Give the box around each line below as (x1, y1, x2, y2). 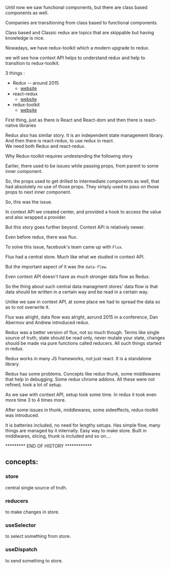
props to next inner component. (5, 189, 72, 195)
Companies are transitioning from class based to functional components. (5, 20, 158, 26)
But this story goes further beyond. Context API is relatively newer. (5, 224, 145, 230)
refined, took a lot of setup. (5, 382, 63, 387)
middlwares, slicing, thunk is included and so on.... (5, 433, 111, 439)
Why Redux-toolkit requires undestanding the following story (5, 153, 133, 159)
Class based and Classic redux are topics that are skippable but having (5, 30, 154, 35)
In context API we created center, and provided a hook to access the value (5, 209, 161, 215)
